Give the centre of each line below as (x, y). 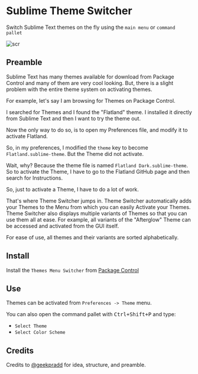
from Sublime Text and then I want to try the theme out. (73, 118)
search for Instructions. (35, 178)
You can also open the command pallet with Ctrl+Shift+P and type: (91, 314)
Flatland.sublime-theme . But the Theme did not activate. (75, 154)
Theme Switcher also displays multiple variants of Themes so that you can (97, 213)
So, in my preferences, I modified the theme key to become (77, 147)
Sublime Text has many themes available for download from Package (90, 77)
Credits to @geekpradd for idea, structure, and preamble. (76, 365)
